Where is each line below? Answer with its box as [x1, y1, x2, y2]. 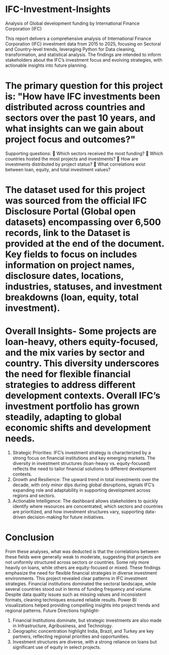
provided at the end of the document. [5, 238, 164, 250]
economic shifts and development [5, 422, 151, 434]
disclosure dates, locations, [5, 270, 124, 282]
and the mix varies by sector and [5, 347, 145, 358]
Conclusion [5, 532, 54, 543]
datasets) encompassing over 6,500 [5, 216, 161, 228]
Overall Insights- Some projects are [5, 325, 157, 337]
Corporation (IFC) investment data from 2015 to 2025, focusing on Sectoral [5, 40, 161, 46]
